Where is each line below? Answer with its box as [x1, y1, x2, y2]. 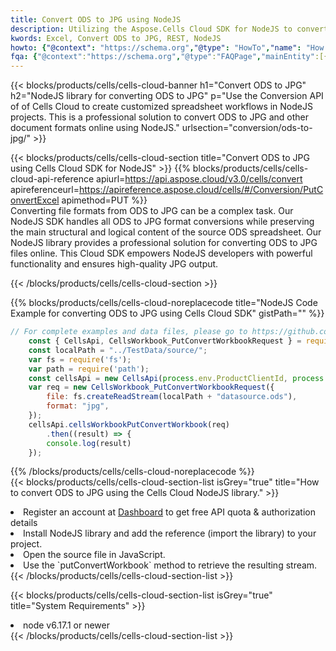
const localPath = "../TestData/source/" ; [28, 345, 208, 355]
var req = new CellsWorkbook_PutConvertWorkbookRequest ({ [28, 382, 275, 393]
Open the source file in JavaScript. [23, 549, 166, 561]
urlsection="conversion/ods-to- [181, 122, 313, 134]
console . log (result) [46, 438, 132, 448]
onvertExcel [10, 194, 60, 206]
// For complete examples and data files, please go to [10, 327, 248, 337]
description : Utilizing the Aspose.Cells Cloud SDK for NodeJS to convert [10, 24, 329, 34]
